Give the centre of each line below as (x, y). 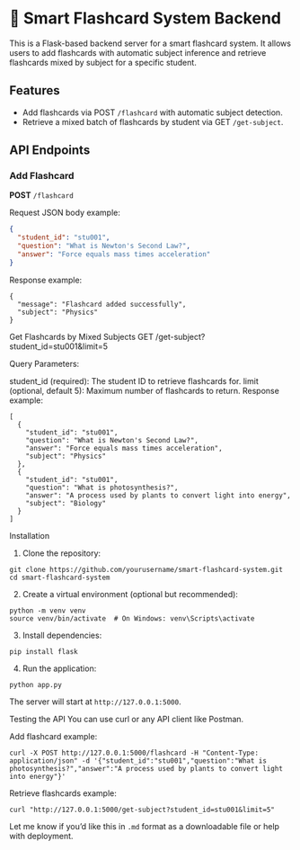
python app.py (36, 684)
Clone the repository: (62, 553)
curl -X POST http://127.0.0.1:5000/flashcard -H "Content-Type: (134, 753)
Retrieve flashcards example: (63, 793)
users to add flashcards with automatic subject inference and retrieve (138, 52)
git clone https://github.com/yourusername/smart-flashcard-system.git (146, 569)
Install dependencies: (62, 635)
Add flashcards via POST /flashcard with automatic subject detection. (152, 112)
